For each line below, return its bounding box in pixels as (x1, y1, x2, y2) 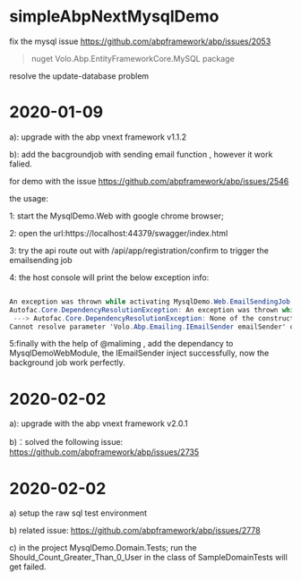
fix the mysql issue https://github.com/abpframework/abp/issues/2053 (9, 36, 271, 47)
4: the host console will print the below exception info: (9, 271, 210, 283)
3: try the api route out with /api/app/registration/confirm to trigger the (9, 244, 269, 256)
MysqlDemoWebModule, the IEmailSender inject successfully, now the (9, 347, 270, 359)
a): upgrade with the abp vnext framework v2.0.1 (9, 418, 188, 429)
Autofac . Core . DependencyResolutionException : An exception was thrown (9, 305, 279, 314)
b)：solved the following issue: (9, 437, 124, 448)
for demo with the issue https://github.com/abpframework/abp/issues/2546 (9, 175, 289, 186)
